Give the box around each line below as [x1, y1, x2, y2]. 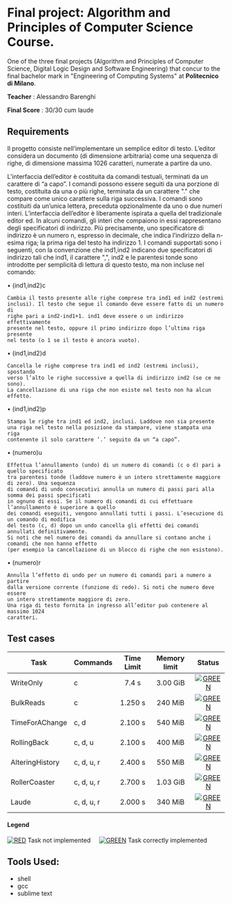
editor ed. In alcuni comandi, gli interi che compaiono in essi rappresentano [7, 216, 222, 225]
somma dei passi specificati [7, 492, 91, 499]
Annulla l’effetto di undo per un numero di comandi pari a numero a [7, 571, 212, 578]
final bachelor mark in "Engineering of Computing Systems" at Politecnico [7, 71, 219, 80]
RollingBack [10, 737, 49, 747]
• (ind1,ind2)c [7, 281, 46, 289]
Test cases [7, 633, 55, 645]
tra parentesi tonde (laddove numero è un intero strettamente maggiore [7, 473, 221, 481]
